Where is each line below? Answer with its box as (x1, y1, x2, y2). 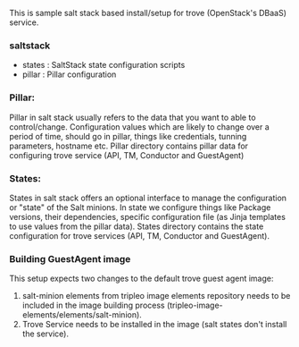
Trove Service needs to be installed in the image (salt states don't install (21, 319, 287, 330)
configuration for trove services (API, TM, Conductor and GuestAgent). (9, 230, 270, 241)
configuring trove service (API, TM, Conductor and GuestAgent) (9, 149, 245, 160)
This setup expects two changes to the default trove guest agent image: (9, 273, 274, 284)
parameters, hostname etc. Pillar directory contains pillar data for (9, 140, 248, 151)
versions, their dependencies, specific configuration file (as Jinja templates (9, 211, 286, 222)
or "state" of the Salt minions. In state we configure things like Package (9, 201, 271, 213)
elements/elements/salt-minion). (21, 309, 143, 320)
